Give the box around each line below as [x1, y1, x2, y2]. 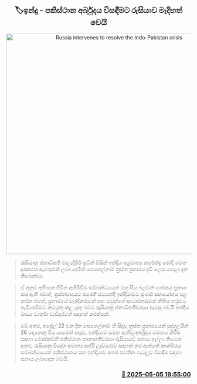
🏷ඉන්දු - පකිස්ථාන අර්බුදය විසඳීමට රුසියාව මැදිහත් [14, 5, 183, 15]
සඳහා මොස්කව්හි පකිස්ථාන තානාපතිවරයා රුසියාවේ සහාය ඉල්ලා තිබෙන [20, 335, 182, 342]
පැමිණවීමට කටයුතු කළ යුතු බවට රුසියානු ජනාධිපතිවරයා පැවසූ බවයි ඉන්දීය [20, 303, 189, 310]
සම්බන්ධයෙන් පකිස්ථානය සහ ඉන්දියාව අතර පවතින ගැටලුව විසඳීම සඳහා [20, 348, 182, 355]
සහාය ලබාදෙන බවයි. [20, 355, 69, 362]
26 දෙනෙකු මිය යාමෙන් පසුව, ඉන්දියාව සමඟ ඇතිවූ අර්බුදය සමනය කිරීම [20, 329, 181, 336]
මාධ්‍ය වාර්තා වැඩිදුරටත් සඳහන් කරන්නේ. [20, 310, 110, 317]
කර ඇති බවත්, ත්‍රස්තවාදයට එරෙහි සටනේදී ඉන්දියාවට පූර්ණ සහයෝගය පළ [20, 290, 188, 298]
